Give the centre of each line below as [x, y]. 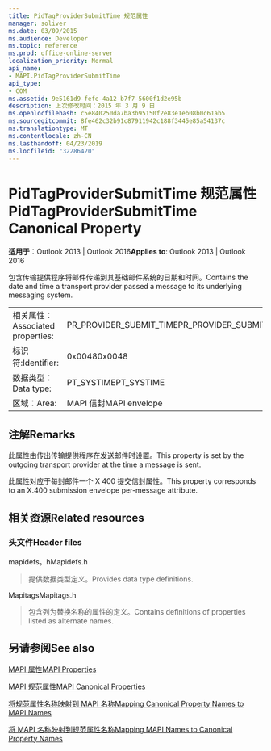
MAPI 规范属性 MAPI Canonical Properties [77, 686]
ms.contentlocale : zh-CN [50, 136]
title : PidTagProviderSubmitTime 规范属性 [78, 16]
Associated [33, 326]
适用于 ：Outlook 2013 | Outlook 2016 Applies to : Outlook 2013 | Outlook [127, 252]
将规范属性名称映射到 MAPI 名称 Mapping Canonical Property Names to [126, 703]
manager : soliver [38, 23]
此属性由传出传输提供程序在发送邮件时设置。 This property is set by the [126, 455]
